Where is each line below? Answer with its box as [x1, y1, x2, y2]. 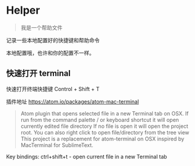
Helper [6, 4, 40, 17]
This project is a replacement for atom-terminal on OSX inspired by [20, 135, 185, 142]
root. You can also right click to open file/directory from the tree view [20, 129, 190, 136]
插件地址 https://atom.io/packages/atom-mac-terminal [6, 98, 139, 105]
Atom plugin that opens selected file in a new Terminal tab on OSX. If [20, 109, 189, 117]
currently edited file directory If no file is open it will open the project [20, 123, 188, 130]
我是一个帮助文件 [20, 24, 63, 31]
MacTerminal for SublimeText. [20, 141, 94, 149]
